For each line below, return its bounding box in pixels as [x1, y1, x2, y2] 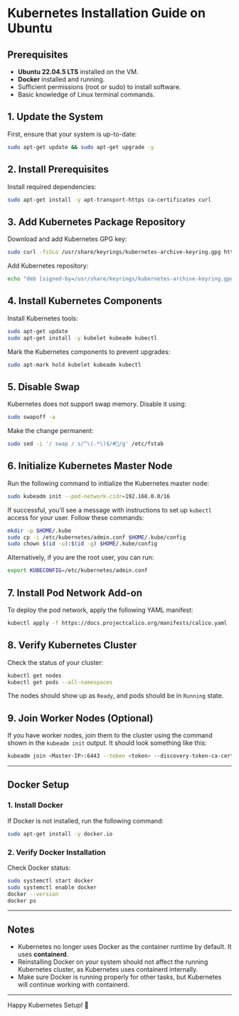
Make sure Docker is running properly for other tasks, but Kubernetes [17, 972, 222, 982]
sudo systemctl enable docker [7, 883, 97, 891]
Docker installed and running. [17, 75, 105, 83]
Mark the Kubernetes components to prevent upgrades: [7, 347, 171, 356]
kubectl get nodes [7, 672, 62, 679]
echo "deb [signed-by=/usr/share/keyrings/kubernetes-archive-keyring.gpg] [7, 275, 237, 283]
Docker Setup [7, 779, 70, 791]
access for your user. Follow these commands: [7, 513, 144, 522]
